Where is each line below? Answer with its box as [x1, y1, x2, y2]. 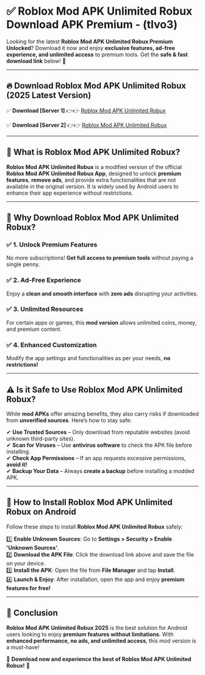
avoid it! [6, 461, 27, 468]
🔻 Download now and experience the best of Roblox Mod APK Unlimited [6, 655, 192, 663]
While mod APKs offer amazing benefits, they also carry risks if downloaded [6, 410, 200, 417]
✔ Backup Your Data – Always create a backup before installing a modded [6, 467, 195, 474]
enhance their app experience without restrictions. [6, 189, 133, 197]
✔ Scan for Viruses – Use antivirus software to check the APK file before [6, 441, 192, 449]
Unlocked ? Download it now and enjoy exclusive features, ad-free [6, 44, 176, 51]
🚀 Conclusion [6, 608, 58, 618]
